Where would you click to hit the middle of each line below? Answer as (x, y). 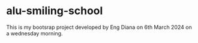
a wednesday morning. (34, 33)
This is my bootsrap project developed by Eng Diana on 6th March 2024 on (99, 27)
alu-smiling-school (55, 11)
